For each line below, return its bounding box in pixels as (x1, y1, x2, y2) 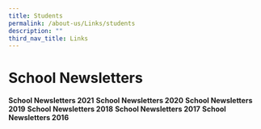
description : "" (8, 27, 63, 35)
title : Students (8, 11, 63, 20)
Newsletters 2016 (8, 113, 69, 123)
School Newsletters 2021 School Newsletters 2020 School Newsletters (8, 96, 253, 106)
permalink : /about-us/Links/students (8, 19, 136, 27)
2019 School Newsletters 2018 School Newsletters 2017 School (8, 104, 226, 114)
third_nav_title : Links (8, 34, 89, 43)
